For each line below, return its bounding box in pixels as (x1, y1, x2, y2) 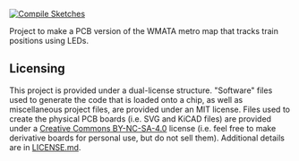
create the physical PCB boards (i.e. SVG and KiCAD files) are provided (9, 113, 271, 124)
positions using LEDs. (9, 36, 90, 46)
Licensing (9, 61, 65, 76)
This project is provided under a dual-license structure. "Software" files (9, 85, 273, 96)
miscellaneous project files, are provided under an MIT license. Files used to (9, 104, 291, 114)
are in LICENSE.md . (9, 141, 81, 152)
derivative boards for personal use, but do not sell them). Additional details (9, 132, 285, 143)
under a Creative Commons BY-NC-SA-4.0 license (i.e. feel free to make (9, 123, 277, 133)
